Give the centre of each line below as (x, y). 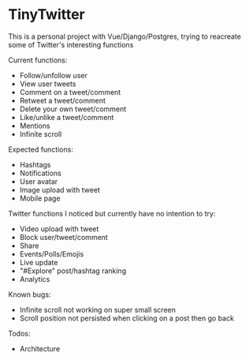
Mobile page (40, 198)
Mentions (35, 126)
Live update (39, 262)
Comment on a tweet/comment (70, 92)
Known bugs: (30, 294)
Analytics (35, 279)
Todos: (19, 333)
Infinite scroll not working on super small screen (97, 309)
